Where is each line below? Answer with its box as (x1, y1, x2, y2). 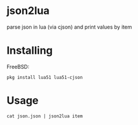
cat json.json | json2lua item (6, 113, 83, 119)
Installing (6, 44, 53, 57)
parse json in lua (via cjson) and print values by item (6, 23, 132, 30)
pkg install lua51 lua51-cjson (6, 74, 83, 80)
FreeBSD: (6, 63, 30, 70)
